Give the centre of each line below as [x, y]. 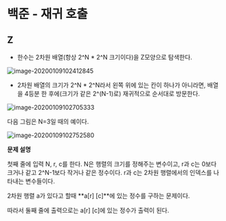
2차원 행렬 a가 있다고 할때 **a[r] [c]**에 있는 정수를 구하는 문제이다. [99, 196]
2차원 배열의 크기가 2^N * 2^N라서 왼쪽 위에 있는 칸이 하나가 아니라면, [111, 85]
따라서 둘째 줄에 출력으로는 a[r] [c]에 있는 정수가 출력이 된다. [88, 210]
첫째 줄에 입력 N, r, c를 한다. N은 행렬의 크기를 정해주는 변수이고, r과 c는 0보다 [112, 164]
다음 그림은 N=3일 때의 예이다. [48, 121]
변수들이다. [40, 181]
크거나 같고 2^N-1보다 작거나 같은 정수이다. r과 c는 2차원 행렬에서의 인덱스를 [110, 173]
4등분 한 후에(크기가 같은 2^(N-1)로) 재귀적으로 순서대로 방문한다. [112, 94]
